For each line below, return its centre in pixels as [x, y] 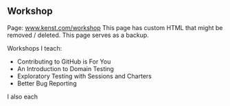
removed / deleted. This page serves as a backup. [78, 35]
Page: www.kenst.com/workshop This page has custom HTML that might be [115, 27]
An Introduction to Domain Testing [66, 68]
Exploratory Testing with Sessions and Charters [84, 76]
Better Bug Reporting [47, 83]
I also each [23, 96]
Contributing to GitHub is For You [64, 62]
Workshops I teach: [35, 48]
